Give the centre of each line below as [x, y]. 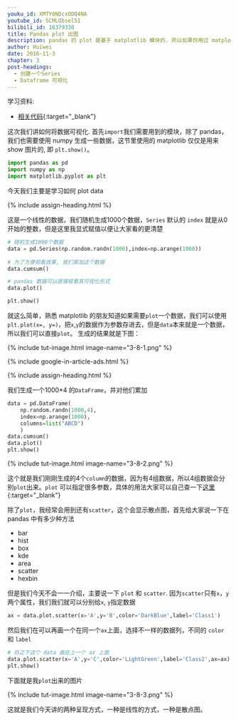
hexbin [27, 578]
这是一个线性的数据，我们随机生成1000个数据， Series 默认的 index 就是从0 [118, 220]
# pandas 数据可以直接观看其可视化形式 [59, 282]
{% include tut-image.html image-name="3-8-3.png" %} [91, 694]
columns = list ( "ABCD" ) [52, 423]
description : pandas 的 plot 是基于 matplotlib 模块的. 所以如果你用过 [108, 41]
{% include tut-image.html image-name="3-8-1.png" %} [90, 348]
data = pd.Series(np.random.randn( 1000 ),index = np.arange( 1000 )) [104, 249]
